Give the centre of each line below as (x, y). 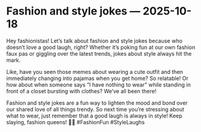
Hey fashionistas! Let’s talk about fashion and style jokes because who (94, 41)
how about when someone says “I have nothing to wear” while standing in (98, 84)
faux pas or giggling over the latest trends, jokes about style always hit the (99, 53)
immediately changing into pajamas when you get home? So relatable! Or (97, 78)
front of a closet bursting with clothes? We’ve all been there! (81, 91)
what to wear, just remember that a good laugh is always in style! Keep (94, 116)
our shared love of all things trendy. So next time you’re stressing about (95, 109)
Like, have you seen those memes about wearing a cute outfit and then (95, 71)
